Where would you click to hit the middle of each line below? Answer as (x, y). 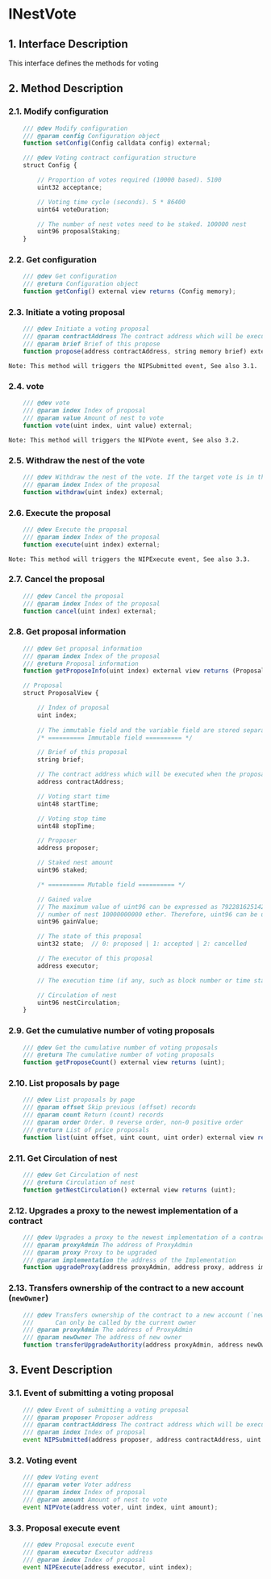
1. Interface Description (68, 44)
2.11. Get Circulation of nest (63, 1158)
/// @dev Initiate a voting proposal (86, 329)
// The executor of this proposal (95, 959)
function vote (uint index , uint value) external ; (108, 425)
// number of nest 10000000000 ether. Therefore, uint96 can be (148, 914)
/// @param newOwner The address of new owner (102, 1338)
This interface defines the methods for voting (83, 63)
